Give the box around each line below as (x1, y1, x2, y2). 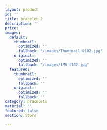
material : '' (5, 104, 32, 109)
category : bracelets (5, 99, 48, 104)
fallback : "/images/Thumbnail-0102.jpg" (18, 48, 103, 53)
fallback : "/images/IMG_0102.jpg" (18, 62, 90, 67)
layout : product (5, 7, 38, 12)
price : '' (5, 26, 26, 31)
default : (9, 35, 28, 40)
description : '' (5, 21, 38, 26)
